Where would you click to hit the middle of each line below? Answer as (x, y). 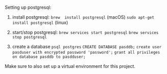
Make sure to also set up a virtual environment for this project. (70, 66)
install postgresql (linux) (40, 23)
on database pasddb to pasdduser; (49, 57)
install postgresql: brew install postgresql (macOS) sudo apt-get (83, 17)
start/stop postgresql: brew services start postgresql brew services (85, 32)
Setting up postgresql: (28, 7)
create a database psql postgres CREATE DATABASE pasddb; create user (87, 47)
